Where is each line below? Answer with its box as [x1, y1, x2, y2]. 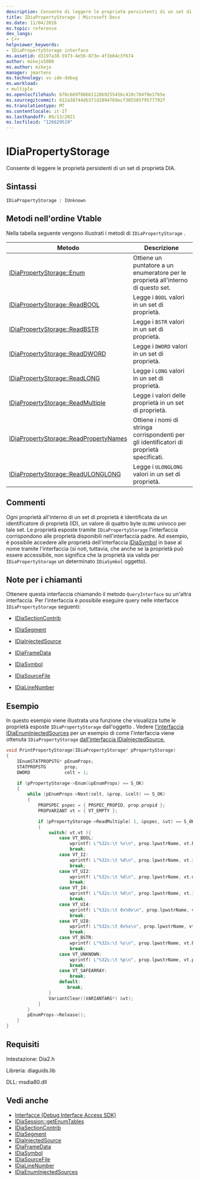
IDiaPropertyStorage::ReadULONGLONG [9, 470, 121, 478]
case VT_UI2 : [59, 868, 92, 874]
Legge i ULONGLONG [133, 462, 183, 470]
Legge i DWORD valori [133, 342, 188, 350]
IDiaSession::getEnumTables [14, 1117, 84, 1125]
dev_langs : [6, 31, 33, 37]
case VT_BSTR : [59, 935, 94, 941]
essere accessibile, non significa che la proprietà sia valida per [6, 551, 160, 558]
